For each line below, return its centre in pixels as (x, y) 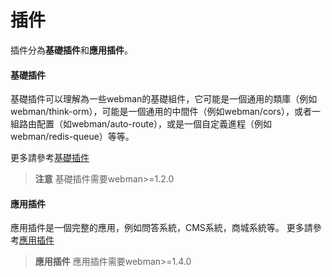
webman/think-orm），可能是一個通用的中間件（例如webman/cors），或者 (161, 112)
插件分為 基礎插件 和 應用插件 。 (71, 50)
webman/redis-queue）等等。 (72, 137)
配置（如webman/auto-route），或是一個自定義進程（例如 (154, 124)
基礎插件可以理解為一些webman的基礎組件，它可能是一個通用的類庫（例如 (164, 99)
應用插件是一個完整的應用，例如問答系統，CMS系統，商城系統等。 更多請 (161, 228)
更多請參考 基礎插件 (50, 158)
